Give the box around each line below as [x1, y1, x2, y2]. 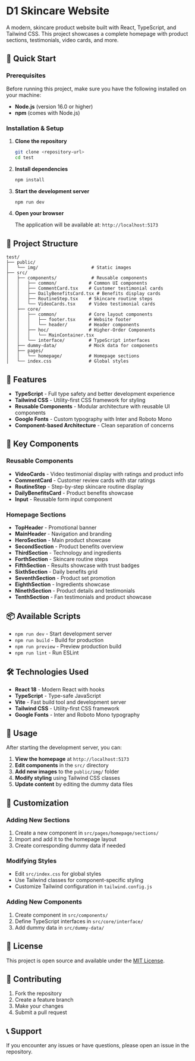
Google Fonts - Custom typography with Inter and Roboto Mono [14, 415, 172, 423]
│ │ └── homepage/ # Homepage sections [6, 353, 140, 359]
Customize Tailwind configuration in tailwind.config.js [14, 883, 153, 890]
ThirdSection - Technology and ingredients [14, 549, 122, 556]
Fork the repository [14, 990, 62, 997]
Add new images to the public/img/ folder [14, 768, 119, 775]
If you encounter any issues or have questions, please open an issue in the [6, 1042, 189, 1049]
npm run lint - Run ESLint [14, 649, 79, 656]
